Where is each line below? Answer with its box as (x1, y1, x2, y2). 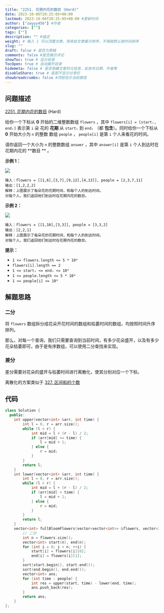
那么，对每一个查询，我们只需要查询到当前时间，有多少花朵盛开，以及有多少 (5, 338, 159, 343)
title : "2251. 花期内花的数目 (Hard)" (5, 7, 79, 12)
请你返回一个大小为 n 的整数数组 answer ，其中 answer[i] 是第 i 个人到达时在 (5, 141, 159, 147)
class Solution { (5, 408, 41, 413)
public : (9, 413, 25, 418)
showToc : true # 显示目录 (5, 57, 55, 62)
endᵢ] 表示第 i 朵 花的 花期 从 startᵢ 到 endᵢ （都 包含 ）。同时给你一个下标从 (5, 125, 158, 131)
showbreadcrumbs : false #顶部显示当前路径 (5, 75, 87, 80)
